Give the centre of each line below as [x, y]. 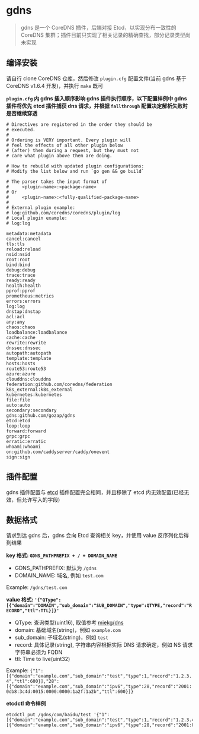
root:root [18, 260]
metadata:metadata [29, 233]
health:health [24, 286]
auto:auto [18, 405]
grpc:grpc [18, 436]
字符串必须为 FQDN [38, 652]
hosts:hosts [21, 363]
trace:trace [21, 275]
